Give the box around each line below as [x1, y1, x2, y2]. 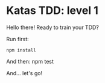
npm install [6, 47, 36, 53]
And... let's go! [6, 69, 43, 76]
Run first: [6, 35, 29, 42]
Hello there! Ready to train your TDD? [6, 24, 100, 31]
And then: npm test [6, 58, 54, 65]
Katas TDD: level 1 [6, 4, 98, 18]
